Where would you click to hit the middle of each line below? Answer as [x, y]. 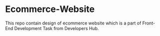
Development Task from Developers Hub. [57, 28]
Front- [149, 23]
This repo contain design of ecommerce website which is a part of [73, 23]
